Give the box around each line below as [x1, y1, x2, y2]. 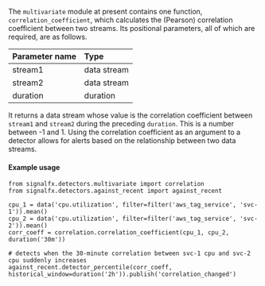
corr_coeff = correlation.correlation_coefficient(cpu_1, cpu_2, [8, 229, 229, 237]
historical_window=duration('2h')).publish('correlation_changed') [8, 270, 237, 279]
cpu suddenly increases [8, 257, 88, 265]
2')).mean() [8, 222, 48, 230]
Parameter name [12, 51, 77, 62]
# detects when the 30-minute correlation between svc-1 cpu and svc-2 [8, 249, 251, 257]
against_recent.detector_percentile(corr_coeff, [8, 264, 173, 272]
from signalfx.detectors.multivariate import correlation [8, 180, 205, 188]
